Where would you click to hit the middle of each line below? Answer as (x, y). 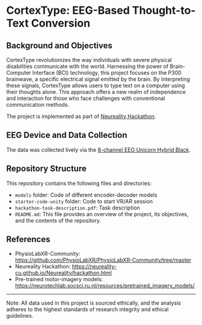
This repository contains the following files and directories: (79, 183)
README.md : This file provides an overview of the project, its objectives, (102, 214)
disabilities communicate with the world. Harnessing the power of (87, 66)
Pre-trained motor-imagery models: (59, 279)
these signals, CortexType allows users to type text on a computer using (96, 85)
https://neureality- (94, 267)
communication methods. (38, 105)
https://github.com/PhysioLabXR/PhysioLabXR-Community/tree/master (103, 260)
